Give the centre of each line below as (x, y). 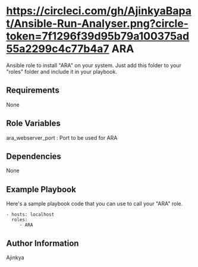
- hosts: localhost (30, 215)
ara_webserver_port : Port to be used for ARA (62, 137)
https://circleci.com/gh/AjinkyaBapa (99, 11)
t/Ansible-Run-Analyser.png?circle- (98, 23)
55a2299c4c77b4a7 (58, 49)
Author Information (43, 243)
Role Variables (33, 123)
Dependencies (34, 156)
